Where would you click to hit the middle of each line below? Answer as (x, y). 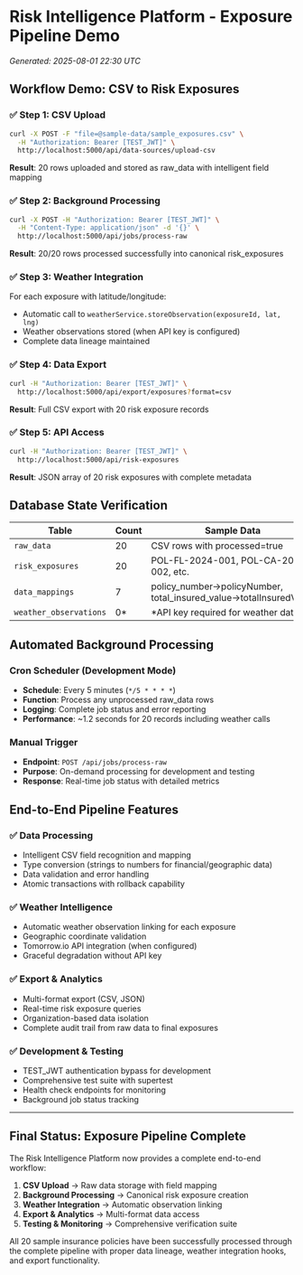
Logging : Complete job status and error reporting (114, 709)
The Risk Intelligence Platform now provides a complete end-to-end (135, 1158)
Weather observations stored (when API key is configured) (131, 332)
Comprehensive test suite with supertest (97, 1080)
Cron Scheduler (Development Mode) (93, 670)
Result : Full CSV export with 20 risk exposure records (109, 409)
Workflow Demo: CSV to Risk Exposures (124, 89)
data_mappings (44, 592)
